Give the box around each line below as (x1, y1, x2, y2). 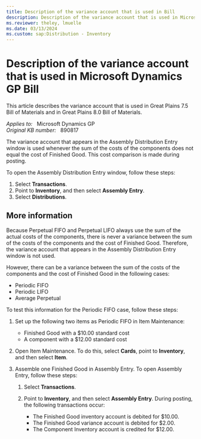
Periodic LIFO (14, 288, 49, 295)
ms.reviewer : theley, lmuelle (6, 20, 82, 26)
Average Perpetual (14, 294, 61, 302)
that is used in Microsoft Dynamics (6, 70, 182, 83)
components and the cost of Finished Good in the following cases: (6, 270, 170, 277)
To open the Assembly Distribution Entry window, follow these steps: (6, 169, 175, 176)
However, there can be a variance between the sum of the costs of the (6, 263, 180, 270)
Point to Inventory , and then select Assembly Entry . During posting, (23, 395, 193, 402)
